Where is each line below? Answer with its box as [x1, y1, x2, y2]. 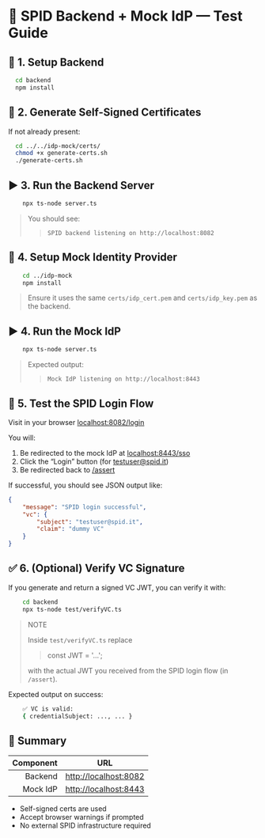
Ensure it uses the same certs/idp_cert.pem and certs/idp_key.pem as [27, 293, 258, 303]
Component [12, 757, 58, 768]
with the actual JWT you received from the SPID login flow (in [27, 665, 229, 675]
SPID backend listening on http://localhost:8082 [47, 229, 215, 237]
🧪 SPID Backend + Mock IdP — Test [8, 7, 243, 25]
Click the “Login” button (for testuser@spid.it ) [19, 457, 169, 466]
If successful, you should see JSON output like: [8, 480, 163, 490]
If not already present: [8, 127, 81, 136]
